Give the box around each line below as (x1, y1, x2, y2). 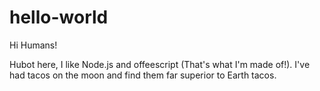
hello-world (9, 6, 109, 29)
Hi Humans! (9, 39, 58, 51)
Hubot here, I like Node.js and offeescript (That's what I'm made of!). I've (9, 58, 311, 70)
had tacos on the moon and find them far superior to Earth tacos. (9, 69, 277, 81)
